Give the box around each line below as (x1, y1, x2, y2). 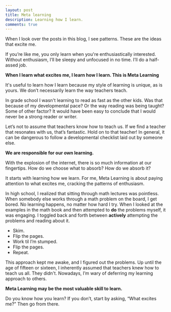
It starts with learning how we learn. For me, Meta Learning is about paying (5, 175, 163, 181)
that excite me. (5, 41, 37, 48)
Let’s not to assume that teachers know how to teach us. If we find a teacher (5, 123, 166, 130)
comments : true (5, 22, 38, 27)
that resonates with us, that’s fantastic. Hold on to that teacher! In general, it (5, 129, 165, 135)
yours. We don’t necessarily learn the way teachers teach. (5, 88, 128, 94)
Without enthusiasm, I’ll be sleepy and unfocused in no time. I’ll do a (5, 57, 149, 63)
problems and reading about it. (5, 218, 70, 224)
